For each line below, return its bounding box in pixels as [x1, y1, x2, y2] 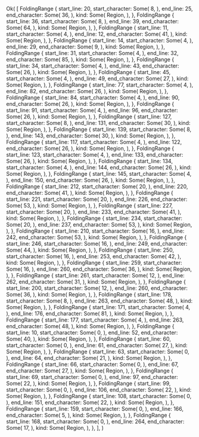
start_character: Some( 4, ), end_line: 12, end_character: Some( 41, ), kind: [6, 30, 188, 38]
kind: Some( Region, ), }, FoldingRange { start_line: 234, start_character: [6, 215, 183, 222]
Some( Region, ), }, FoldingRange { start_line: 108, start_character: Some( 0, [6, 393, 192, 399]
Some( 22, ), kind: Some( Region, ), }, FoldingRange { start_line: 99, [6, 380, 171, 387]
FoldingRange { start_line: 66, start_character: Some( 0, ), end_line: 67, [6, 361, 179, 368]
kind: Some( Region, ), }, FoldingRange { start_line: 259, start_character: [6, 259, 182, 266]
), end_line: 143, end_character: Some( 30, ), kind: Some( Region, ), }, [6, 132, 176, 139]
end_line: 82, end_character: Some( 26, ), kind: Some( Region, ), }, [6, 88, 169, 94]
